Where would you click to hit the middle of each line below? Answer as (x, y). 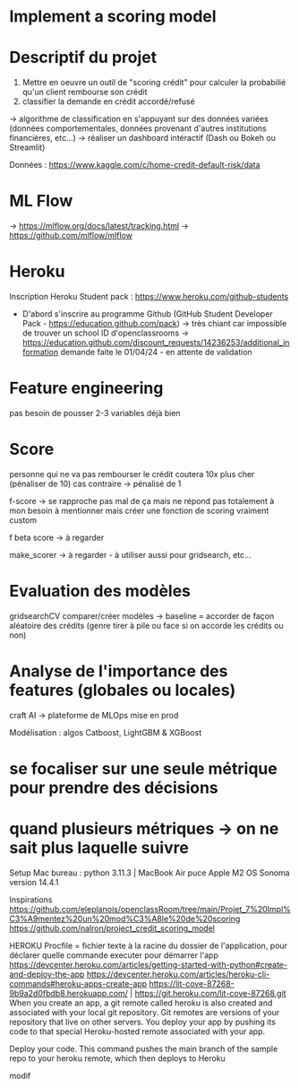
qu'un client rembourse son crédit (85, 92)
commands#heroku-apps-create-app (78, 983)
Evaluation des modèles (100, 592)
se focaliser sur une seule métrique (143, 768)
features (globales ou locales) (123, 690)
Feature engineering (86, 388)
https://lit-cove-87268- (192, 983)
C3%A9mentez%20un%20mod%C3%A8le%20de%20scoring (125, 918)
